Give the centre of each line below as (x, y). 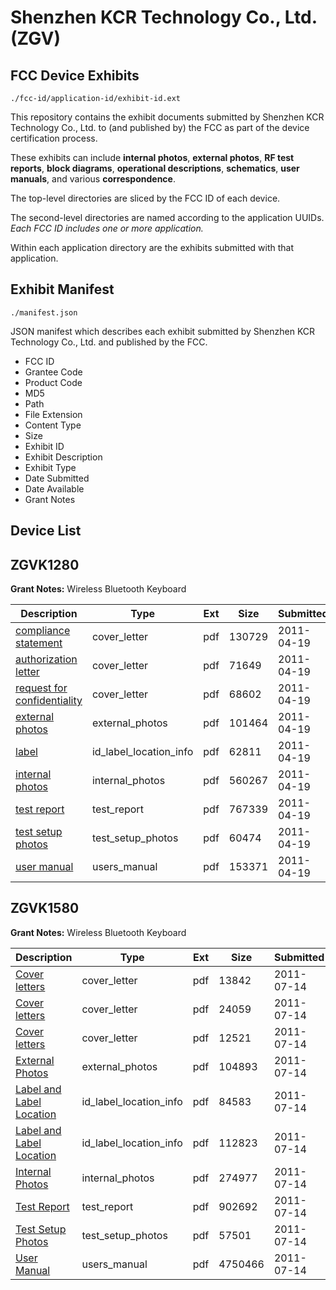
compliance (43, 631)
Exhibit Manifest (62, 289)
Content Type (53, 425)
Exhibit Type (50, 467)
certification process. (54, 138)
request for (41, 688)
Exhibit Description (63, 457)
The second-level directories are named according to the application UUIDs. (167, 217)
